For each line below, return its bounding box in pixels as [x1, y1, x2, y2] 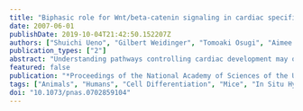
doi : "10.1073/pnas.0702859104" [9, 88, 131, 97]
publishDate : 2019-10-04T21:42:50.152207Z [9, 30, 171, 38]
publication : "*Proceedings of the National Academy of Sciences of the [9, 72, 289, 81]
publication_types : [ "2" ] [9, 47, 106, 55]
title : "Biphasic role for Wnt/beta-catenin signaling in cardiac [9, 13, 264, 22]
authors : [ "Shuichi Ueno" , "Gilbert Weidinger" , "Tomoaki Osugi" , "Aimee [9, 38, 293, 47]
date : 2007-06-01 [9, 21, 75, 30]
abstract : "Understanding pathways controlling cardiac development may [9, 55, 289, 64]
